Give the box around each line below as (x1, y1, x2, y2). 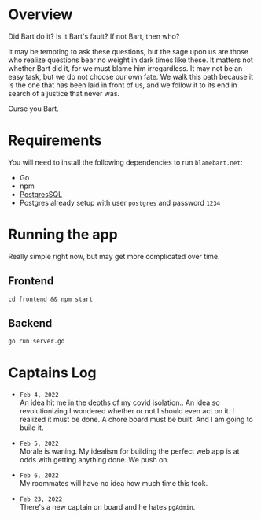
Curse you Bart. (8, 104, 59, 113)
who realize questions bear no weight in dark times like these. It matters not (8, 55, 254, 65)
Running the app (8, 226, 118, 243)
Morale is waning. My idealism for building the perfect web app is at (19, 447, 240, 456)
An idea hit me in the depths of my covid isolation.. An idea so (19, 398, 220, 407)
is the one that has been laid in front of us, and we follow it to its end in (8, 80, 237, 90)
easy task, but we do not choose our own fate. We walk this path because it (8, 72, 254, 81)
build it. (19, 423, 44, 432)
